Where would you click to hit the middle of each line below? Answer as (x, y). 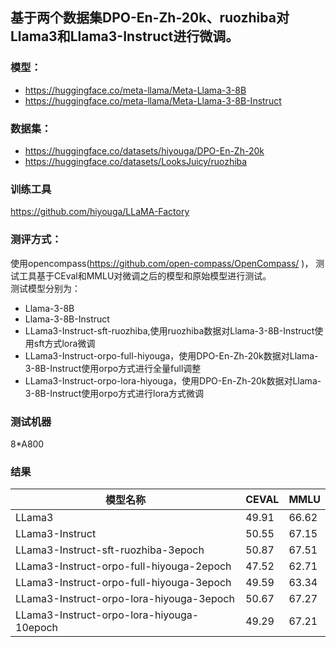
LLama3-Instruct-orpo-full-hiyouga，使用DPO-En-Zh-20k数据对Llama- (171, 355)
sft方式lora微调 (64, 343)
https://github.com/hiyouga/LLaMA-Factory (100, 212)
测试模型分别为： (45, 288)
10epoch (37, 628)
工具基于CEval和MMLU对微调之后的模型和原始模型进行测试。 (145, 275)
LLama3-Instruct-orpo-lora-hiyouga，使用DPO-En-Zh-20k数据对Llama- (173, 380)
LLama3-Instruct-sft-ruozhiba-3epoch (110, 550)
